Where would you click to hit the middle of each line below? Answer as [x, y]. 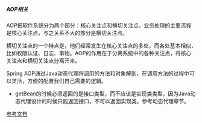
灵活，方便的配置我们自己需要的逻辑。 [59, 80]
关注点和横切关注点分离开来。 [43, 61]
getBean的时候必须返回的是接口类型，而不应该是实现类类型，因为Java [103, 94]
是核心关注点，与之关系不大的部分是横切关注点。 [67, 32]
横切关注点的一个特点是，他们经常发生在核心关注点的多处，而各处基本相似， [101, 46]
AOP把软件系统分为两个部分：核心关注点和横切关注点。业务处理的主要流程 [99, 25]
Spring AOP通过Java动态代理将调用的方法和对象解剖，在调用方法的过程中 [98, 73]
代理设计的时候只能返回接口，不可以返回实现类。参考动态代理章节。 [105, 101]
